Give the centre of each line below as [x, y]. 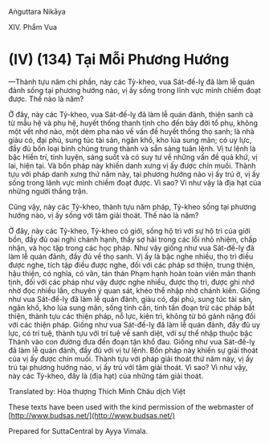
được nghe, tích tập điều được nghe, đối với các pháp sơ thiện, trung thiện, [132, 265]
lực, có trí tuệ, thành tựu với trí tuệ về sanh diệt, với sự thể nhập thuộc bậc [130, 333]
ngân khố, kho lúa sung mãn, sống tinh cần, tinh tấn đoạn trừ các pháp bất [132, 308]
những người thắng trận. [48, 191]
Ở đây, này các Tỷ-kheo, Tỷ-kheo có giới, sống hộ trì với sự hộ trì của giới [130, 230]
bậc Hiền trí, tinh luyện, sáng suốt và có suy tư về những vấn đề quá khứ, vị [133, 157]
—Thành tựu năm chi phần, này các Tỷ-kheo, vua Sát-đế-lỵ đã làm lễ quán [132, 81]
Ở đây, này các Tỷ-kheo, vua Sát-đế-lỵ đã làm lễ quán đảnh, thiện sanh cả [131, 114]
